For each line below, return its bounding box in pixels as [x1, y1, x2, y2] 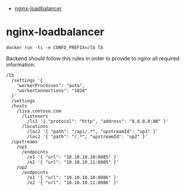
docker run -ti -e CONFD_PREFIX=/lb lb [6, 44, 104, 50]
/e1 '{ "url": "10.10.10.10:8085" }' [27, 154, 119, 160]
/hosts [11, 103, 28, 109]
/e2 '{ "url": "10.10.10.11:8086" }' [27, 179, 119, 186]
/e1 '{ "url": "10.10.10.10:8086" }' [27, 175, 119, 180]
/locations [21, 123, 49, 129]
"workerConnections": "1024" [16, 88, 88, 93]
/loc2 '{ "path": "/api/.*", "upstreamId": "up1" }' [27, 129, 159, 134]
